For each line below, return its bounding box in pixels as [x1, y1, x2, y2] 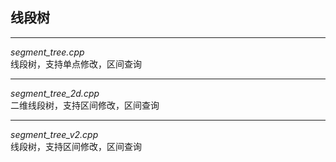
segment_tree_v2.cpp [10, 128, 99, 140]
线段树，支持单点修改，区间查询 [10, 58, 142, 70]
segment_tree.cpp [10, 46, 85, 58]
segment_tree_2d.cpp [10, 87, 100, 99]
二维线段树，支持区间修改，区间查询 [10, 99, 160, 111]
